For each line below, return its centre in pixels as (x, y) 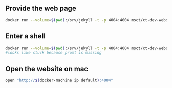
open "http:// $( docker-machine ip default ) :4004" (59, 81)
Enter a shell (26, 36)
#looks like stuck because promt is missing (53, 53)
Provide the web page (41, 8)
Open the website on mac (47, 69)
